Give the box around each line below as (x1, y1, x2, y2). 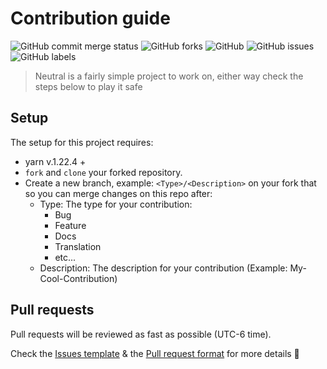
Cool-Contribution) (39, 272, 118, 284)
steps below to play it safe (34, 80, 143, 92)
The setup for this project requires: (10, 136, 154, 148)
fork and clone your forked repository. (24, 166, 183, 178)
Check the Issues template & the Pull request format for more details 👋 (10, 347, 300, 359)
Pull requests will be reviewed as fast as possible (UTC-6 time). (10, 328, 272, 340)
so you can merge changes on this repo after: (24, 187, 213, 199)
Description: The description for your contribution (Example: (39, 262, 288, 274)
